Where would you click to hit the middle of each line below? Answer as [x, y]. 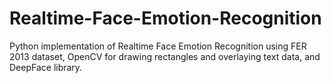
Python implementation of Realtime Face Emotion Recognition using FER [158, 46]
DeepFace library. [46, 67]
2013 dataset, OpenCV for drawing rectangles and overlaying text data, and [165, 56]
